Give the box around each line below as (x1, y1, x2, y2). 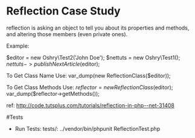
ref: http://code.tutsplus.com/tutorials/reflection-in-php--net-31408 (6, 101, 175, 109)
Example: (6, 42, 30, 49)
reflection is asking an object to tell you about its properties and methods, (6, 24, 190, 31)
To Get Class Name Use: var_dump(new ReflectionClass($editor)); (6, 72, 171, 79)
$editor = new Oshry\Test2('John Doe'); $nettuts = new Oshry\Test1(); (6, 54, 181, 61)
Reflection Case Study (6, 4, 121, 18)
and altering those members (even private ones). (6, 30, 128, 37)
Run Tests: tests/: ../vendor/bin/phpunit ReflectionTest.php (14, 125, 161, 132)
